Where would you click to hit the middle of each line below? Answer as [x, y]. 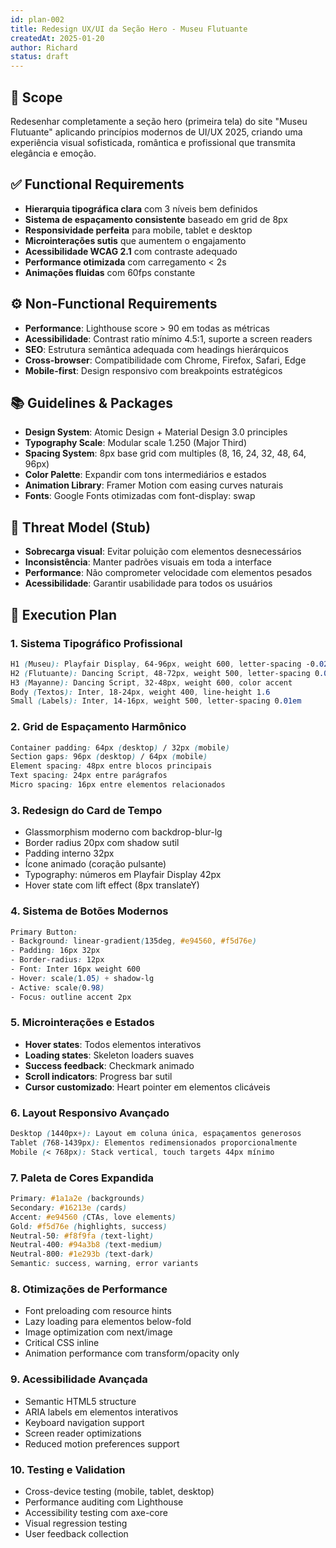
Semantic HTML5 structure [80, 1401]
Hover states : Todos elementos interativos [113, 1044]
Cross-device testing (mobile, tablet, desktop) [119, 1491]
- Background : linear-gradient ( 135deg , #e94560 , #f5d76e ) [133, 941]
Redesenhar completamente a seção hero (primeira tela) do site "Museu [159, 121]
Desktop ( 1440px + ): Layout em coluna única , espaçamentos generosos [156, 1134]
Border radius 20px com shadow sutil [102, 843]
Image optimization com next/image [98, 1332]
